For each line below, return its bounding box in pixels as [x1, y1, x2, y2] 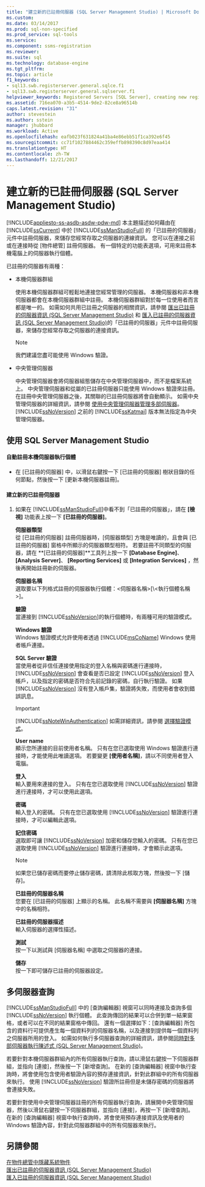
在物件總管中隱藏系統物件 [6, 1158, 71, 1166]
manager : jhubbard [6, 123, 53, 129]
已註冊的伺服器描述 [15, 918, 64, 926]
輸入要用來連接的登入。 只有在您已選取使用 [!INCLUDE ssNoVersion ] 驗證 [15, 780, 198, 788]
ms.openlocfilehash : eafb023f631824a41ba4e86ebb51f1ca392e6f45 [6, 134, 171, 140]
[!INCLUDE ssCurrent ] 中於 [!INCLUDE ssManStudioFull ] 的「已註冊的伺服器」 [6, 227, 196, 234]
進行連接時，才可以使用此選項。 [15, 788, 96, 796]
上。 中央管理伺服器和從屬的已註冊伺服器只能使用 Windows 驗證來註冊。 [15, 385, 198, 393]
